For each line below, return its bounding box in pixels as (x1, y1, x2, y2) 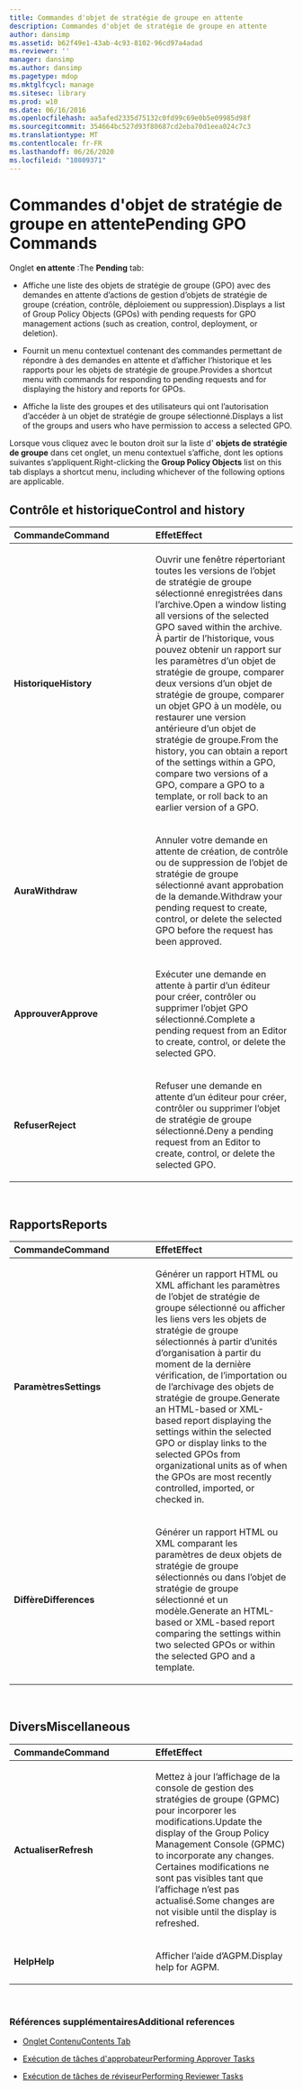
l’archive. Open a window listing (155, 599, 287, 611)
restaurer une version (155, 711, 246, 724)
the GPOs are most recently (155, 1471, 272, 1483)
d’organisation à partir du (155, 1347, 262, 1360)
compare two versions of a (155, 767, 269, 780)
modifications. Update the (155, 1815, 262, 1828)
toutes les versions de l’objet (155, 564, 276, 577)
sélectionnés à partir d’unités (155, 1335, 278, 1348)
